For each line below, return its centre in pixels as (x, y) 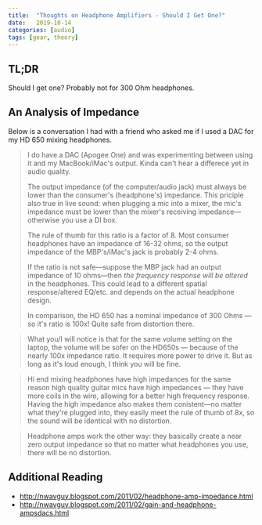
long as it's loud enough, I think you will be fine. (104, 364)
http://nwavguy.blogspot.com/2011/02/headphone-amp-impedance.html (136, 496)
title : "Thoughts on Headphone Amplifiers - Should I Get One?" (117, 15)
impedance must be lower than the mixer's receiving (112, 212)
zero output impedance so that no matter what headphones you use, (138, 444)
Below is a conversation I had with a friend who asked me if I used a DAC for (131, 131)
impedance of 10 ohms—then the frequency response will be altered (138, 275)
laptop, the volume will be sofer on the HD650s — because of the (133, 347)
